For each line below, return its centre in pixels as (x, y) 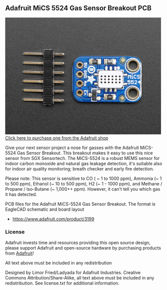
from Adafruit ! (19, 253)
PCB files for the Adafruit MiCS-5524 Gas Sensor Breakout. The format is (80, 204)
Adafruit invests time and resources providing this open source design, (78, 243)
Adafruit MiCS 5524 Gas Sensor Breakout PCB (79, 8)
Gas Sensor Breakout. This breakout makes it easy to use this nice (85, 153)
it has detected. (21, 194)
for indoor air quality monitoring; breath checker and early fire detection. (80, 168)
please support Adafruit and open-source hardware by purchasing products (83, 248)
